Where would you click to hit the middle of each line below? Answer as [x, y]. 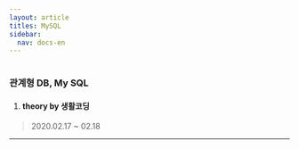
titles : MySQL [36, 26]
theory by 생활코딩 [56, 106]
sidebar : [25, 34]
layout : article [39, 17]
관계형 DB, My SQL [49, 83]
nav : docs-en [41, 42]
